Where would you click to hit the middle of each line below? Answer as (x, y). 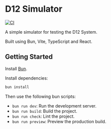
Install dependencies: (27, 78)
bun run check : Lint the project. (43, 116)
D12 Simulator (34, 9)
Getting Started (29, 57)
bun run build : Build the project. (45, 111)
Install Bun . (16, 68)
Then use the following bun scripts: (40, 96)
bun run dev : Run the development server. (54, 106)
